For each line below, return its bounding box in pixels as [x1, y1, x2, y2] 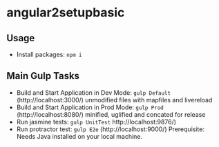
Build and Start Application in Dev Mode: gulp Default [16, 88, 171, 97]
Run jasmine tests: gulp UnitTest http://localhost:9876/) [16, 117, 177, 126]
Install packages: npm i [16, 50, 82, 58]
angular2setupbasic [6, 5, 125, 21]
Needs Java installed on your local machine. [16, 132, 143, 140]
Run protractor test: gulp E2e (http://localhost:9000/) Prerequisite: [16, 125, 205, 133]
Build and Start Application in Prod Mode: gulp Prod [16, 103, 164, 111]
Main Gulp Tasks [6, 70, 80, 82]
